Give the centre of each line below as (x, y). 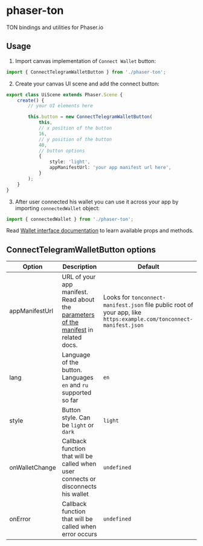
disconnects (79, 487)
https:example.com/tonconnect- (148, 319)
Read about (78, 300)
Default (148, 267)
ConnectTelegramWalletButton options (81, 250)
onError (20, 519)
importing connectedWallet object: (57, 208)
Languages (78, 378)
